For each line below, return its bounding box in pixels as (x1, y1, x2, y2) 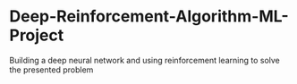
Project (9, 25, 64, 46)
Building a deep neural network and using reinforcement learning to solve (9, 55, 280, 65)
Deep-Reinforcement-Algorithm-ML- (9, 6, 289, 27)
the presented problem (9, 64, 94, 75)
